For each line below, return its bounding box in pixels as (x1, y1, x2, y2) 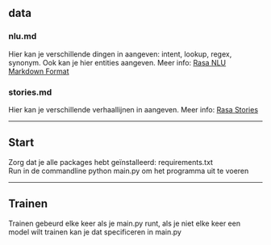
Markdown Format (8, 66, 70, 76)
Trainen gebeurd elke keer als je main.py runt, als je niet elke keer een (8, 218, 240, 228)
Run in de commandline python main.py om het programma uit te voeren (8, 166, 249, 175)
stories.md (8, 87, 52, 98)
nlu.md (8, 31, 37, 42)
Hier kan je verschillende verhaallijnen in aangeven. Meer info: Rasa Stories (8, 104, 259, 114)
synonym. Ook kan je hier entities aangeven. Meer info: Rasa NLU (8, 57, 227, 67)
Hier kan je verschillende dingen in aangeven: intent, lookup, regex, (8, 49, 232, 59)
